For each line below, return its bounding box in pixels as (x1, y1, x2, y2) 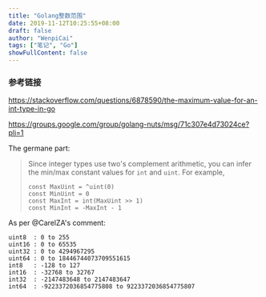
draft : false (8, 26, 52, 34)
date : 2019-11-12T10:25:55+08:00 (8, 19, 120, 27)
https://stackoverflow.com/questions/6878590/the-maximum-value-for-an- (8, 95, 258, 105)
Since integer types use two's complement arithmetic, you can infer (27, 159, 252, 169)
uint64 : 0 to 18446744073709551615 (8, 255, 131, 263)
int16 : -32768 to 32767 (8, 269, 95, 277)
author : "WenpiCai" (8, 34, 74, 42)
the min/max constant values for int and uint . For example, (27, 167, 225, 177)
